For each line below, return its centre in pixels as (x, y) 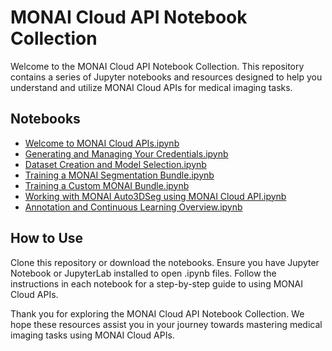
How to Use (47, 238)
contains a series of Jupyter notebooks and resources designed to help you (166, 77)
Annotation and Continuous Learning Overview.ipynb (133, 207)
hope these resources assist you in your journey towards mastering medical (166, 324)
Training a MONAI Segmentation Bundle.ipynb (119, 175)
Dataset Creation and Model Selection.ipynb (115, 164)
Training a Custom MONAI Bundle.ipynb (107, 185)
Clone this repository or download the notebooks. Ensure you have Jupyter (165, 262)
